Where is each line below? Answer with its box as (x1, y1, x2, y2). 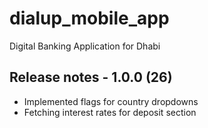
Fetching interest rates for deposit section (23, 106, 197, 118)
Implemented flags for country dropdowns (23, 95, 199, 107)
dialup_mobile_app (9, 7, 170, 30)
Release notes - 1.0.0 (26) (9, 69, 173, 86)
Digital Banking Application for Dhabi (9, 40, 161, 52)
